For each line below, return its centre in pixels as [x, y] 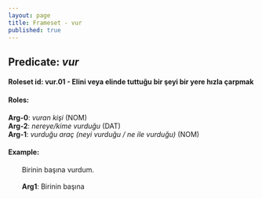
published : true [35, 30]
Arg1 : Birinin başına [53, 186]
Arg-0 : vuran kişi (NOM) [48, 117]
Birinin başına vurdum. [58, 169]
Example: [24, 152]
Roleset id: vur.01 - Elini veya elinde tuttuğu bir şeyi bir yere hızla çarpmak [131, 82]
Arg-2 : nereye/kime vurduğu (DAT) [65, 126]
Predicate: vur [44, 62]
